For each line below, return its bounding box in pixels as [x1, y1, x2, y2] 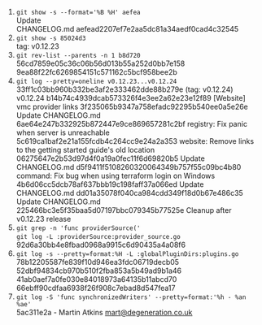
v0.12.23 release [15, 214, 72, 223]
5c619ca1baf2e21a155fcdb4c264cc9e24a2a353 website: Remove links [15, 136, 255, 145]
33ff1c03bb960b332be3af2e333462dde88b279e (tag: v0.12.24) [15, 84, 234, 94]
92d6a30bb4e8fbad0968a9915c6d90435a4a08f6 [15, 240, 186, 249]
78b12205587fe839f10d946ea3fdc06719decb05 [15, 258, 180, 266]
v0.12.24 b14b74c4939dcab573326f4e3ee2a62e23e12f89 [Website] [15, 93, 246, 102]
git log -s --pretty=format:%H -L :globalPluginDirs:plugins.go [15, 250, 239, 258]
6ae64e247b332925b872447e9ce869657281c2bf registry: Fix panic [15, 119, 248, 128]
